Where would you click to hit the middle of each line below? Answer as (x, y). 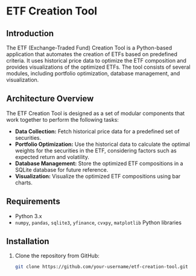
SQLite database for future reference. (62, 169)
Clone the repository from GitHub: (57, 256)
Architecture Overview (50, 99)
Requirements (33, 202)
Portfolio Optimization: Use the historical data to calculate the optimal (102, 144)
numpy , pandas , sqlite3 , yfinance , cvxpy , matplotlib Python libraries (98, 222)
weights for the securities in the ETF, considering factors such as (96, 150)
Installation (28, 241)
